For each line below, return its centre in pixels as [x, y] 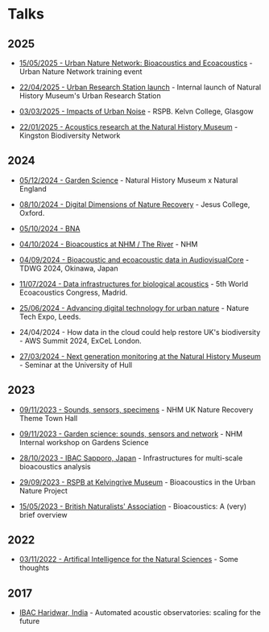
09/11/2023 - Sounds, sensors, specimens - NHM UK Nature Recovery [136, 409]
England [33, 188]
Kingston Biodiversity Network [70, 135]
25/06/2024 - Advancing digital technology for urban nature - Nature [134, 308]
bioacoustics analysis [55, 466]
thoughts [34, 568]
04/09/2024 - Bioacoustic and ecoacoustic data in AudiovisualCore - [134, 259]
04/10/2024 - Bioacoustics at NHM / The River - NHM [108, 244]
